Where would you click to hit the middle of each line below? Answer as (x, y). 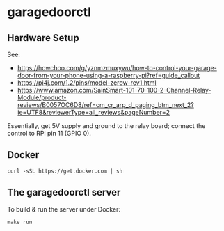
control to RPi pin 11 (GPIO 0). (49, 133)
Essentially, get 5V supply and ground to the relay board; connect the (106, 126)
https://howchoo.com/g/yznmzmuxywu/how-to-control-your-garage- (117, 68)
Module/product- (42, 97)
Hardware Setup (43, 38)
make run (20, 222)
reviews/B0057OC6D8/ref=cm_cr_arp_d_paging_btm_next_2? (106, 105)
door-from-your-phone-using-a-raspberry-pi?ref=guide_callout (109, 75)
